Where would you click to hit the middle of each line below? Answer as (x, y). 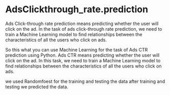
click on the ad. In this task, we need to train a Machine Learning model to (83, 60)
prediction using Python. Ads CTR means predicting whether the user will (82, 55)
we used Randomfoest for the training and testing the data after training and (85, 81)
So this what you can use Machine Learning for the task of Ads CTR (77, 50)
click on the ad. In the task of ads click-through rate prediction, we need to (84, 29)
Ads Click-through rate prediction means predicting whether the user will (82, 23)
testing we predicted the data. (37, 87)
